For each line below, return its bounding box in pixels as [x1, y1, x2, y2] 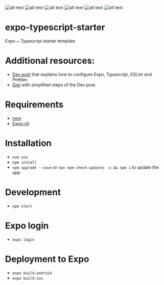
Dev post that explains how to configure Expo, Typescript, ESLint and [12, 71, 152, 77]
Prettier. [12, 77, 28, 82]
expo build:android [12, 270, 52, 276]
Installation [5, 138, 52, 149]
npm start [12, 204, 33, 208]
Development [5, 186, 61, 198]
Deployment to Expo [5, 253, 90, 264]
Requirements [5, 99, 64, 110]
